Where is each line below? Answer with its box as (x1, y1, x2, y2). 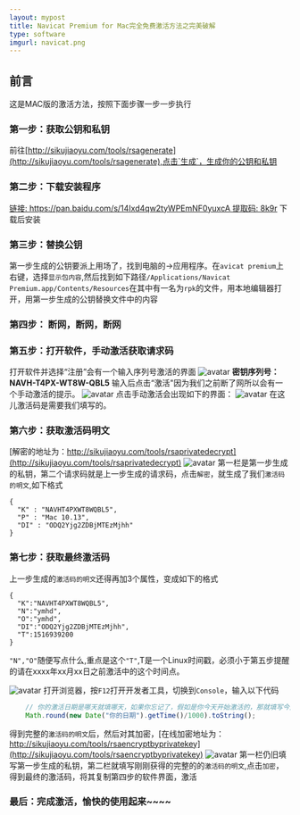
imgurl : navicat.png (9, 37, 87, 47)
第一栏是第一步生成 (217, 457, 288, 469)
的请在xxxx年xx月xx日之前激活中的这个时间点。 (9, 666, 185, 677)
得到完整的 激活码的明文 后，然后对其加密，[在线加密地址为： (9, 728, 225, 739)
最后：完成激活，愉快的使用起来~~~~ (9, 795, 171, 808)
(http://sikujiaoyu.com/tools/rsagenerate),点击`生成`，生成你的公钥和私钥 (9, 156, 278, 167)
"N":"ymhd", (17, 606, 62, 616)
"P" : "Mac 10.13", (17, 513, 90, 522)
